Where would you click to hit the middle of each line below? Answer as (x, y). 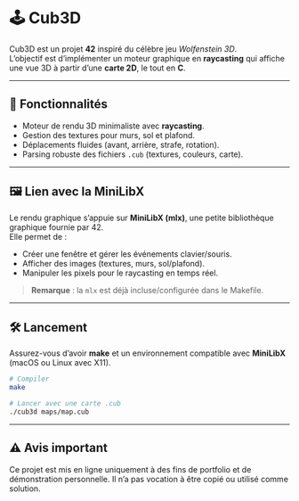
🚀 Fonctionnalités (59, 104)
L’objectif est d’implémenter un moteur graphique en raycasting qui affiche (147, 58)
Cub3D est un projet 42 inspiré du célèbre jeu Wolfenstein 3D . (123, 49)
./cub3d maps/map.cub (49, 412)
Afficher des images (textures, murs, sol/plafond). (113, 263)
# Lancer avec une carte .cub (65, 404)
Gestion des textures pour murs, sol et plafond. (109, 135)
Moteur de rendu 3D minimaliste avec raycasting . (113, 126)
